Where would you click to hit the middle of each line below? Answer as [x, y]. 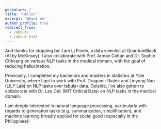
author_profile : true [27, 23]
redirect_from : [20, 28]
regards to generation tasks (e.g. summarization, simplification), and [73, 111]
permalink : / [18, 9]
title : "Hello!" [21, 14]
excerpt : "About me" [26, 18]
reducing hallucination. [28, 66]
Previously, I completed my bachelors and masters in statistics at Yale [75, 75]
